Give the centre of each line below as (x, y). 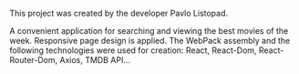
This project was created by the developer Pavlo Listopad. (119, 13)
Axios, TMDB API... (94, 60)
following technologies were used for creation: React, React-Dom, (133, 50)
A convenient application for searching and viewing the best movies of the (149, 31)
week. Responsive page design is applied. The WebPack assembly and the (150, 41)
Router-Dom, (34, 60)
